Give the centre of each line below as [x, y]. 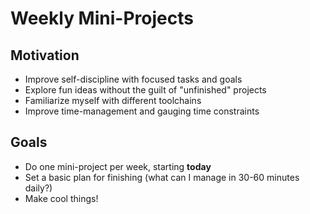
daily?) [38, 188]
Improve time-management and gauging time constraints [142, 111]
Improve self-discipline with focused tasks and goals [133, 79]
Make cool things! [61, 198]
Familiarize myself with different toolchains [113, 100]
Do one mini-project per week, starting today [118, 166]
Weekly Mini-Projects [102, 18]
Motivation [45, 55]
